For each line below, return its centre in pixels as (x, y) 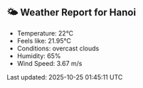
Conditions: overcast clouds (58, 48)
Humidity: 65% (39, 55)
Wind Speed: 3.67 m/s (49, 63)
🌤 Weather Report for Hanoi (71, 12)
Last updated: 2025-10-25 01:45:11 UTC (65, 77)
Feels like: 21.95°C (44, 40)
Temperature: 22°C (45, 33)
